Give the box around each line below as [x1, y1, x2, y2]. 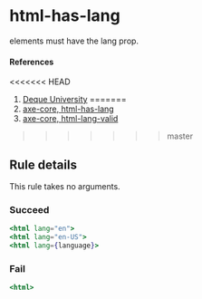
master [167, 130, 193, 141]
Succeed [9, 203, 50, 216]
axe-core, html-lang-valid [22, 113, 119, 124]
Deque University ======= [22, 94, 127, 105]
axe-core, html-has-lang [22, 103, 115, 114]
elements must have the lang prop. [9, 35, 139, 46]
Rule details [9, 157, 77, 172]
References [9, 56, 54, 67]
